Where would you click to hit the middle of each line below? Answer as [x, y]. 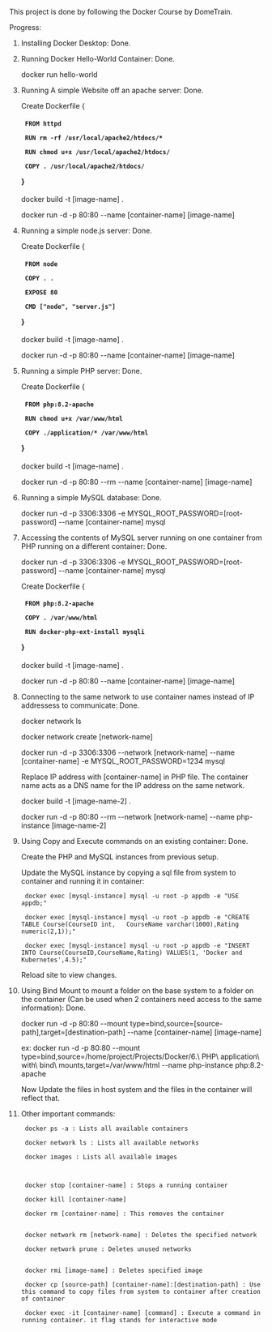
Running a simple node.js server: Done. [86, 231]
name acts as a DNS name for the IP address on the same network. [133, 785]
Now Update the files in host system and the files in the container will [136, 1089]
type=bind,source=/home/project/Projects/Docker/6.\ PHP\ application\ [140, 1056]
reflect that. [40, 1098]
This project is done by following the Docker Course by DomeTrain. [121, 12]
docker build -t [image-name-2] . [76, 801]
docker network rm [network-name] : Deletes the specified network [141, 1235]
